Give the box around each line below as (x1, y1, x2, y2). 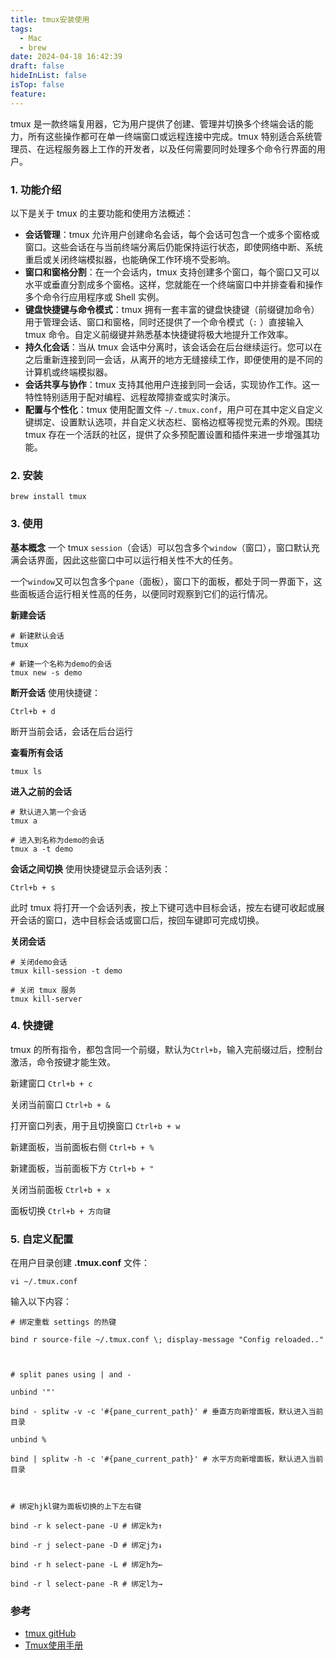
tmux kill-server (10, 994, 83, 1004)
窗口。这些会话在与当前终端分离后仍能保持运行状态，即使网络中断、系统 (24, 241, 323, 253)
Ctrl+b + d (10, 706, 56, 716)
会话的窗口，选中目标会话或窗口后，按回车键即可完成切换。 (18, 914, 265, 926)
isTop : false (10, 80, 65, 90)
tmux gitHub (24, 1627, 77, 1640)
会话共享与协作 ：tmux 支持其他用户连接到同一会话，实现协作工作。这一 (24, 378, 320, 390)
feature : (10, 89, 47, 99)
